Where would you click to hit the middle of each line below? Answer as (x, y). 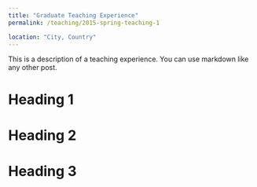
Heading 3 (42, 171)
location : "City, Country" (52, 37)
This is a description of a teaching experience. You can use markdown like (128, 59)
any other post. (33, 68)
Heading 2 (42, 135)
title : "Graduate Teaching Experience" (73, 15)
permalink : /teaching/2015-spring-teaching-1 (84, 23)
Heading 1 (41, 99)
